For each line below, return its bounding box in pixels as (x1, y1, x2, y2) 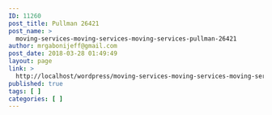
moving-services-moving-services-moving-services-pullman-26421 (15, 34, 237, 43)
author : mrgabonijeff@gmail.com (8, 42, 117, 50)
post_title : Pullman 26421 (8, 19, 100, 28)
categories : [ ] (8, 95, 63, 103)
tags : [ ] (8, 87, 42, 96)
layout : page (8, 57, 53, 66)
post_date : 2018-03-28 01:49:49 (8, 49, 117, 57)
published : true (8, 79, 63, 87)
